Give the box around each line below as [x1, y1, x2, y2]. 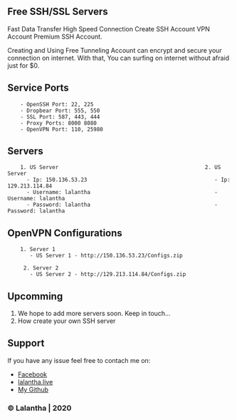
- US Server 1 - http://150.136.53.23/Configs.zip [29, 252, 183, 260]
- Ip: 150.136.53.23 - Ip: [26, 176, 231, 184]
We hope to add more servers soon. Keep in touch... [17, 309, 171, 318]
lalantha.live [17, 377, 53, 386]
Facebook [17, 370, 48, 379]
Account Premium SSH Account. [7, 32, 102, 41]
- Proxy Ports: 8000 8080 [20, 119, 98, 127]
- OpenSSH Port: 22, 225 [20, 101, 94, 108]
